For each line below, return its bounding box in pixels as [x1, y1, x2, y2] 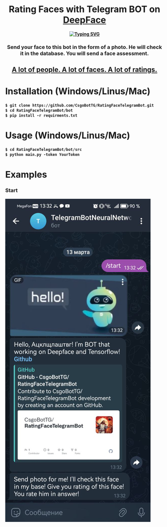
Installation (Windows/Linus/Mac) [5, 86, 151, 97]
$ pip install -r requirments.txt [5, 113, 78, 118]
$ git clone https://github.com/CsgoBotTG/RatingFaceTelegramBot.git [5, 103, 154, 108]
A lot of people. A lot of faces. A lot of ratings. [12, 66, 157, 74]
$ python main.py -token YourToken [5, 152, 80, 157]
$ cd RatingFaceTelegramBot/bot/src [5, 147, 82, 152]
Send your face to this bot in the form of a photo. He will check [7, 43, 162, 50]
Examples [5, 169, 47, 180]
